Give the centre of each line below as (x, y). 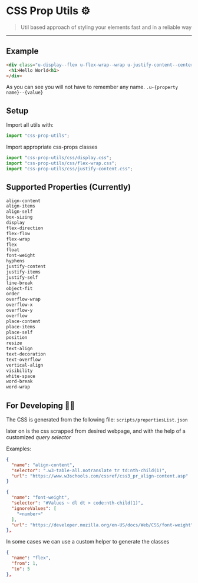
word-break (19, 381)
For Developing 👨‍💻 (41, 405)
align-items (21, 206)
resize (14, 343)
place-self (19, 332)
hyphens (16, 261)
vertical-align (25, 365)
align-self (19, 212)
